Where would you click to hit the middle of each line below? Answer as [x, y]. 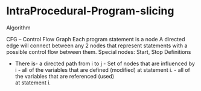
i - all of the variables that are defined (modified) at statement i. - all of [102, 69]
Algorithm [18, 28]
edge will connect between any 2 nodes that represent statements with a [97, 45]
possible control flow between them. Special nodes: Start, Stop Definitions [99, 51]
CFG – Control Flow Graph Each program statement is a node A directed [96, 39]
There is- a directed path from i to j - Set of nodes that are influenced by [105, 63]
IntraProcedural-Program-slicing [90, 11]
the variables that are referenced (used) [65, 76]
